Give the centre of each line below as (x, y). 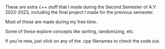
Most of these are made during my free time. (51, 22)
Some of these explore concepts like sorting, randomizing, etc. (70, 32)
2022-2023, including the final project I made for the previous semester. (79, 12)
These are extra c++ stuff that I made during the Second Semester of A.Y (81, 7)
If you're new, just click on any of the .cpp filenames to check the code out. (83, 41)
